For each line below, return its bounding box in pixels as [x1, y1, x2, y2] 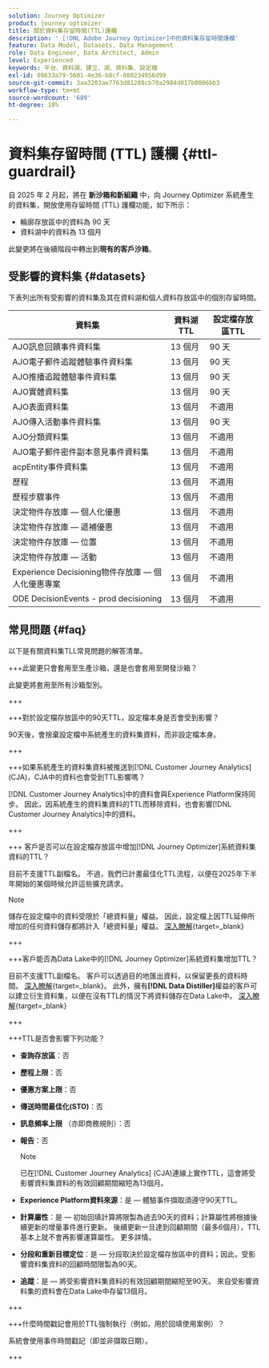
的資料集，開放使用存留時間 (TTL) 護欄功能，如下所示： [8, 200, 192, 210]
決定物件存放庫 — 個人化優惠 [12, 506, 122, 517]
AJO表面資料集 [12, 401, 70, 412]
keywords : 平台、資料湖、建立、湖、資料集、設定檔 [8, 64, 158, 72]
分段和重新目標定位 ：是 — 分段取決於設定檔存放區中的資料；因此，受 [19, 1249, 249, 1258]
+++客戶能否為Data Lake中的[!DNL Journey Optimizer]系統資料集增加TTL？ [8, 954, 259, 964]
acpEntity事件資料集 [12, 461, 88, 473]
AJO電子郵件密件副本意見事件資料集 [12, 446, 150, 457]
